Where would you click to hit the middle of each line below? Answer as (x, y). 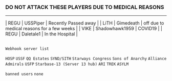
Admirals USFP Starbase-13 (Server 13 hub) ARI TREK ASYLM (67, 64)
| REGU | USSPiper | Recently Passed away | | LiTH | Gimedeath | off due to (85, 23)
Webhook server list (27, 49)
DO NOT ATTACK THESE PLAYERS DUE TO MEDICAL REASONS (85, 7)
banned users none (24, 74)
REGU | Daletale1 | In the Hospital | (41, 34)
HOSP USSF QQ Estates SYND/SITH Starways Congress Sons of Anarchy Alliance (86, 59)
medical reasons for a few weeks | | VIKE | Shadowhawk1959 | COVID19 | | (84, 29)
